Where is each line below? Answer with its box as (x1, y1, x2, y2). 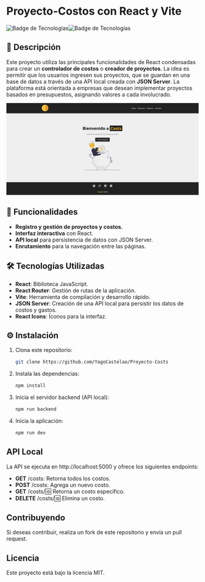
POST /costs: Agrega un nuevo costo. (15, 481, 110, 489)
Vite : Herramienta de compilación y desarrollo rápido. (15, 293, 151, 300)
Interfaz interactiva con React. (15, 229, 93, 237)
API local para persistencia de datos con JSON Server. (15, 236, 153, 243)
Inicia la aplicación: (15, 417, 63, 425)
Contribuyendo (6, 512, 65, 523)
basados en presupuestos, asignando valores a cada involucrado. (6, 90, 172, 98)
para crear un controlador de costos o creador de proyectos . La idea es (6, 65, 190, 72)
